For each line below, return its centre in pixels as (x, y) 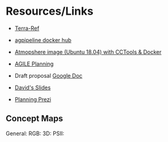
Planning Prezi (33, 99)
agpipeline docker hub (43, 40)
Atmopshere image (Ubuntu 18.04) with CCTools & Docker (88, 52)
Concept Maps (35, 118)
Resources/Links (50, 11)
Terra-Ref (27, 28)
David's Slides (32, 88)
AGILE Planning (34, 64)
